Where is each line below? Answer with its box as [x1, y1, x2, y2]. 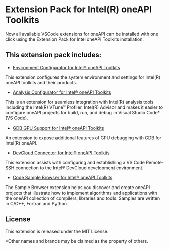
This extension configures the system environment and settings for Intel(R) [5, 74, 161, 80]
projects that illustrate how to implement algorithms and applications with [5, 190, 157, 196]
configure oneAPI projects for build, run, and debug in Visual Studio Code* [5, 109, 160, 115]
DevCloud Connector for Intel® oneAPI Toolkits [12, 150, 110, 156]
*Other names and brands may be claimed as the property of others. [5, 238, 148, 244]
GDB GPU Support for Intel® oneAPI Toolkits [12, 125, 104, 131]
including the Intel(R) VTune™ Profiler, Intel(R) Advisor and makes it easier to [5, 104, 163, 110]
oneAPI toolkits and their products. [5, 79, 77, 85]
